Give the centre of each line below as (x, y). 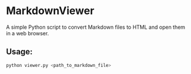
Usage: (20, 52)
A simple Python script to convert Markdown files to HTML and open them (96, 27)
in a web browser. (28, 33)
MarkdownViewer (50, 11)
